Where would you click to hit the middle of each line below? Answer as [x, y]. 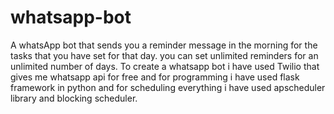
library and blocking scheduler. [74, 98]
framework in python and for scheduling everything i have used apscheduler [168, 87]
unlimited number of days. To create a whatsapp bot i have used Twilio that [165, 66]
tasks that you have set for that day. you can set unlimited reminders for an [164, 55]
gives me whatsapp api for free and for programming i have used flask [155, 77]
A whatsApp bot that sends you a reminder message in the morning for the [164, 45]
